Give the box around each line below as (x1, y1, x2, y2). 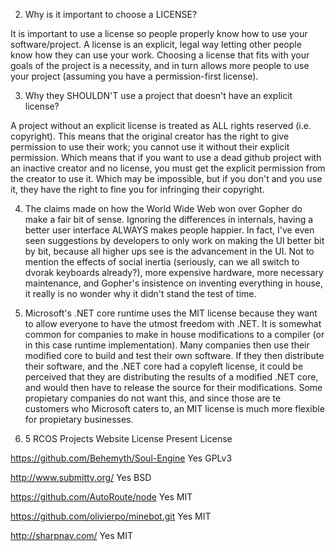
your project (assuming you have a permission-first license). (10, 70, 259, 82)
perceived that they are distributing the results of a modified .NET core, (24, 371, 319, 383)
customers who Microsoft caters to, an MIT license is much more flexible (24, 403, 325, 414)
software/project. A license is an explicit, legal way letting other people (10, 39, 302, 50)
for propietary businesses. (24, 414, 134, 425)
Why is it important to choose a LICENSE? (24, 9, 198, 20)
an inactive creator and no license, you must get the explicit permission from (10, 162, 326, 174)
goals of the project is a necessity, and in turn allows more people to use (10, 60, 310, 71)
